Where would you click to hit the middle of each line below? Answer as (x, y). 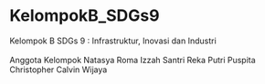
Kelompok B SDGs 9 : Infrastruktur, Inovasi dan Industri (113, 41)
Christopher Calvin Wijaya (58, 70)
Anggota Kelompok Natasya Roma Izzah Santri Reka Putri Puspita (132, 60)
